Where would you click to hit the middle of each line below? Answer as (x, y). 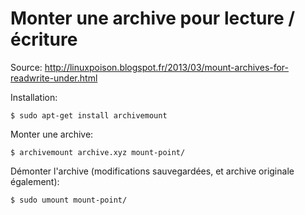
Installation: (34, 97)
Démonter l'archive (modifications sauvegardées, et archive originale (152, 171)
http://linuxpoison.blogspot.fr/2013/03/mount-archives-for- (167, 67)
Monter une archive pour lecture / (153, 18)
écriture (44, 39)
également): (35, 181)
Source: (26, 67)
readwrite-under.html (54, 78)
